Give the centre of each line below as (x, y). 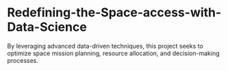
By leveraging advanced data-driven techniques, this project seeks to (105, 46)
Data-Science (47, 27)
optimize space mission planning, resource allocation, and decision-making (114, 53)
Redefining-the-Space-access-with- (114, 13)
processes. (23, 60)
